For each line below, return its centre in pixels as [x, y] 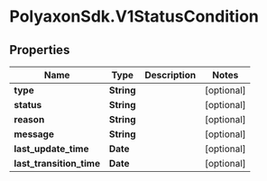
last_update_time [51, 149]
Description [170, 75]
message [34, 134]
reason [29, 119]
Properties [40, 50]
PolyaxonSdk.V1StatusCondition [134, 17]
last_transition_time [57, 163]
